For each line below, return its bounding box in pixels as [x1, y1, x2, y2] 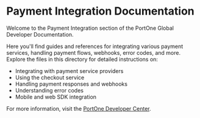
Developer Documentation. [6, 30, 74, 38]
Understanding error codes [15, 86, 84, 94]
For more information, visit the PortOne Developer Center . [6, 105, 151, 112]
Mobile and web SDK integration [15, 93, 96, 100]
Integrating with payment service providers [15, 67, 124, 74]
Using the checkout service [15, 74, 85, 81]
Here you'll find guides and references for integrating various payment [6, 43, 184, 50]
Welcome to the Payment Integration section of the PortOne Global [6, 24, 174, 32]
